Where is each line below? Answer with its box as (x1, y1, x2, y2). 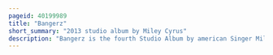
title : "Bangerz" (8, 19, 67, 27)
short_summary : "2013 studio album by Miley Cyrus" (8, 27, 187, 35)
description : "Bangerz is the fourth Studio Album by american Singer (8, 34, 253, 43)
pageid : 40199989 (8, 11, 67, 20)
